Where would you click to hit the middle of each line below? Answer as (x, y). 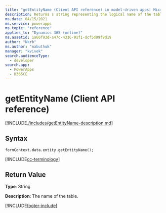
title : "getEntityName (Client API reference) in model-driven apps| (78, 10)
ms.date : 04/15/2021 (26, 19)
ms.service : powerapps (28, 24)
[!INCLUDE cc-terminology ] (33, 159)
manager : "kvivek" (24, 51)
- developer (22, 60)
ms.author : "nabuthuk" (28, 47)
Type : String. (19, 187)
